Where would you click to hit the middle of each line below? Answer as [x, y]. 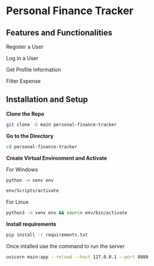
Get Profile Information [34, 70]
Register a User [25, 47]
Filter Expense [24, 81]
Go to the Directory [30, 136]
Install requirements [31, 224]
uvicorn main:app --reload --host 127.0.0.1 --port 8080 [77, 257]
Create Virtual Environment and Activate [57, 158]
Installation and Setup [47, 99]
